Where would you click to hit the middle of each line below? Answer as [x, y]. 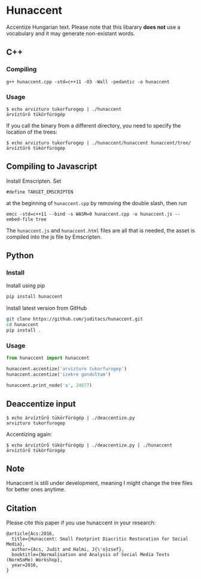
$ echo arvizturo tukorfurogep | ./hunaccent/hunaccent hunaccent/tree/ [99, 143]
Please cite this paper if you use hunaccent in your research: [81, 523]
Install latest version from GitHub [47, 308]
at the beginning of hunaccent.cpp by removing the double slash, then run [97, 203]
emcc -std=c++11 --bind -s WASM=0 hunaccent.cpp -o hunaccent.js [89, 214]
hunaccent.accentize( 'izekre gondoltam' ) [59, 374]
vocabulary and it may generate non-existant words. [71, 33]
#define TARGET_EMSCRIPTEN [40, 192]
